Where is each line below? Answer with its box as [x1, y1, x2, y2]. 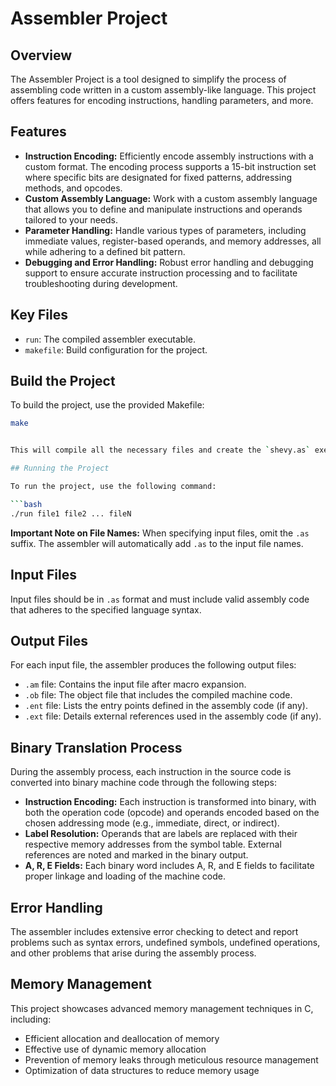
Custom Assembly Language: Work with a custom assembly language [24, 192, 318, 204]
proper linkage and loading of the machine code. [24, 870, 227, 882]
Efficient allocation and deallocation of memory [24, 1032, 220, 1044]
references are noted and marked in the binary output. [24, 849, 249, 861]
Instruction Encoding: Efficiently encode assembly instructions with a [24, 150, 314, 162]
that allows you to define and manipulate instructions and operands [24, 203, 303, 215]
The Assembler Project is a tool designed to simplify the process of [10, 73, 287, 85]
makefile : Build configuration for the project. [24, 343, 208, 356]
